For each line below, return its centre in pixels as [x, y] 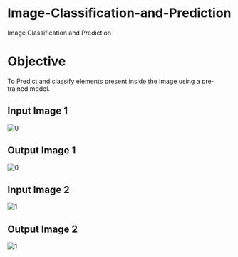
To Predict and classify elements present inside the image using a [104, 81]
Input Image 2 [38, 190]
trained [18, 88]
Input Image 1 [38, 111]
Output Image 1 [42, 151]
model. [40, 88]
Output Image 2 [43, 229]
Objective [37, 61]
